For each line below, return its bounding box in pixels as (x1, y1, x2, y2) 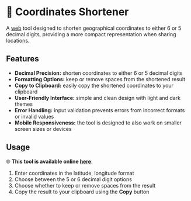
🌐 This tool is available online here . (6, 158, 93, 165)
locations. (6, 37, 30, 44)
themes (14, 100, 33, 108)
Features (6, 54, 39, 64)
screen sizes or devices (14, 125, 72, 132)
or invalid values (14, 113, 54, 120)
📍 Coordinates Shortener (6, 5, 129, 19)
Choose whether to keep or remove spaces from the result (14, 182, 156, 189)
